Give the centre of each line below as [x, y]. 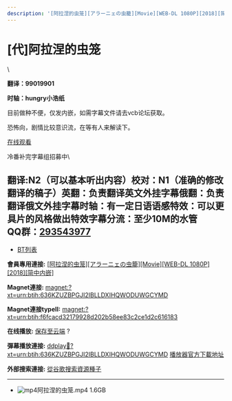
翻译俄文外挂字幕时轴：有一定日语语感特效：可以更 [116, 206]
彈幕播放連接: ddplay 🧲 [39, 346]
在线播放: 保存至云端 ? [39, 332]
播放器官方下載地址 [197, 354]
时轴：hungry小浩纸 [36, 98]
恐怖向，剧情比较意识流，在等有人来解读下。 [71, 127]
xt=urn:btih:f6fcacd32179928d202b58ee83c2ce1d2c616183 [92, 317]
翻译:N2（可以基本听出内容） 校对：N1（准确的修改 [115, 180]
